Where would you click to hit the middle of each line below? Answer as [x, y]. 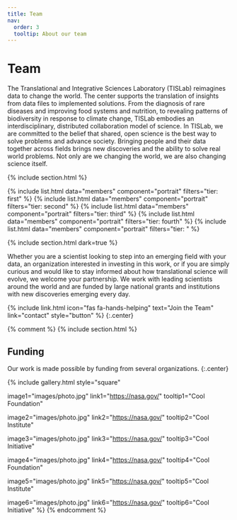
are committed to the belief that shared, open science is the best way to [112, 134]
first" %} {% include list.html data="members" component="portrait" [108, 199]
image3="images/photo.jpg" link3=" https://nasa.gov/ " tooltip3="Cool [109, 438]
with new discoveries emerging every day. [69, 294]
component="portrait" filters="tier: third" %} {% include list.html [101, 214]
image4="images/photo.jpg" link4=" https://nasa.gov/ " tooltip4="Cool [109, 460]
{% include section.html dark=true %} [63, 243]
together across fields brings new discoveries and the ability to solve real [114, 149]
